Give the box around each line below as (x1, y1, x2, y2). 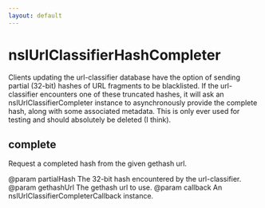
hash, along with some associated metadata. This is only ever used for (8, 106, 240, 116)
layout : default (8, 11, 62, 20)
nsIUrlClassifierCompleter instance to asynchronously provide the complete (8, 97, 258, 108)
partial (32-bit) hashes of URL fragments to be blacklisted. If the (8, 80, 220, 90)
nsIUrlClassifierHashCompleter (8, 45, 221, 64)
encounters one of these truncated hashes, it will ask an (39, 89, 225, 99)
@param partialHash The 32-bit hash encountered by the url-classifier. (8, 175, 242, 184)
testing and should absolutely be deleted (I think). (8, 115, 172, 124)
